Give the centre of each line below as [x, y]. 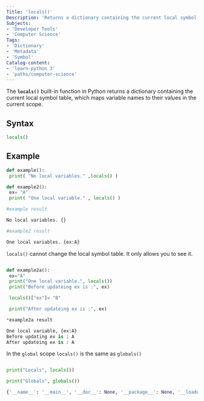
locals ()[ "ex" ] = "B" [35, 298]
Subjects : [19, 23]
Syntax [20, 123]
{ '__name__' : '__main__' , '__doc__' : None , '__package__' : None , [90, 392]
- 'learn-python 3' [31, 68]
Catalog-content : [28, 63]
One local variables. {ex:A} [43, 242]
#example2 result [28, 231]
